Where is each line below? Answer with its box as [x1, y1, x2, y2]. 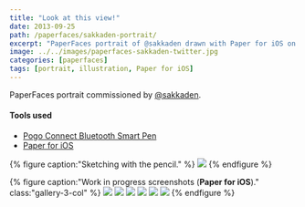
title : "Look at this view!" [9, 13, 121, 23]
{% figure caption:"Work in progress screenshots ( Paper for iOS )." [9, 177, 259, 188]
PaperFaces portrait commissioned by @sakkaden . [9, 88, 202, 100]
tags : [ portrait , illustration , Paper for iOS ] [9, 65, 195, 74]
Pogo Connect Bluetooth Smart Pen [22, 130, 157, 141]
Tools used [9, 110, 53, 121]
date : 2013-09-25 [9, 22, 76, 31]
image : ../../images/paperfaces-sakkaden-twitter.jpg [9, 47, 219, 57]
